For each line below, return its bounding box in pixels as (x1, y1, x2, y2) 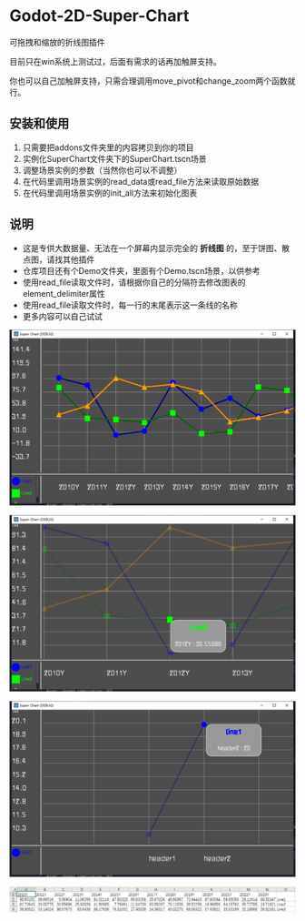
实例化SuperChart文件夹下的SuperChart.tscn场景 (22, 153, 207, 164)
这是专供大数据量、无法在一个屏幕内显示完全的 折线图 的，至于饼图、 (22, 242, 282, 253)
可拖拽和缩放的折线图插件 (9, 36, 105, 47)
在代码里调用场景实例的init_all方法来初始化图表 (22, 187, 198, 198)
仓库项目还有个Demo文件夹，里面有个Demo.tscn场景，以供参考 (22, 265, 261, 276)
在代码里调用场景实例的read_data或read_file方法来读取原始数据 (22, 176, 260, 187)
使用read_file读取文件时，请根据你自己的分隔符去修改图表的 (22, 277, 247, 288)
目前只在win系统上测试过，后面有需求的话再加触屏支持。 (9, 56, 222, 66)
